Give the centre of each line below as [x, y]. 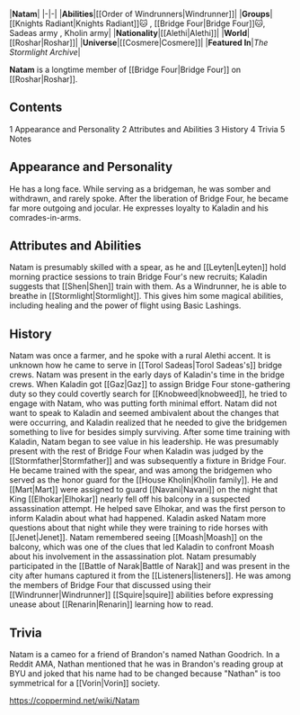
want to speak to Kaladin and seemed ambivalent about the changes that [144, 413]
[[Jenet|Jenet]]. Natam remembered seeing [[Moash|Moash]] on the [136, 538]
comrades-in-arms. [45, 217]
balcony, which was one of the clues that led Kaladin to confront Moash [142, 547]
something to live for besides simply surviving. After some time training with [150, 432]
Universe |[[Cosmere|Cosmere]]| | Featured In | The [175, 42]
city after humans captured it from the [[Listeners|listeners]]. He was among [150, 575]
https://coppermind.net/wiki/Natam [75, 701]
